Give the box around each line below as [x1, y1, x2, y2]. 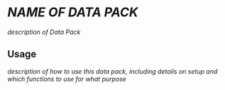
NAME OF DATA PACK [7, 4, 138, 21]
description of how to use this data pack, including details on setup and [7, 67, 218, 75]
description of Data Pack [7, 28, 81, 36]
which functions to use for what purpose [7, 74, 126, 83]
